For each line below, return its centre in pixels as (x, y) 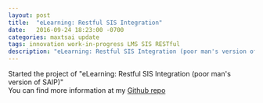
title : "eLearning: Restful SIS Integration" (85, 23)
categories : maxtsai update (54, 37)
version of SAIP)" (36, 82)
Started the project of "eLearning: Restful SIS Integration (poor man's (119, 74)
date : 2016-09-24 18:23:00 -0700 (66, 30)
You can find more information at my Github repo (87, 90)
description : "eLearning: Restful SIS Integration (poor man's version (127, 51)
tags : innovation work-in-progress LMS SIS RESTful (94, 44)
